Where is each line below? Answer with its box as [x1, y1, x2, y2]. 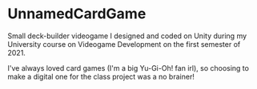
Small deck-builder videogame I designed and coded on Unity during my [7, 31, 247, 41]
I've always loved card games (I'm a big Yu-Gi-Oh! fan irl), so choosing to [7, 63, 250, 72]
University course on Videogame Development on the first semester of [7, 39, 241, 48]
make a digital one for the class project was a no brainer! [7, 72, 195, 81]
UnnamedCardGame [7, 5, 147, 23]
